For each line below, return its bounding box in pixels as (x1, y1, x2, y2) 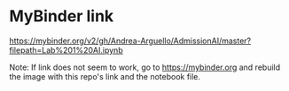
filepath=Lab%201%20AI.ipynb (9, 44, 123, 55)
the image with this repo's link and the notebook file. (9, 71, 201, 81)
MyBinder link (9, 6, 114, 27)
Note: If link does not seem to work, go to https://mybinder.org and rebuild (9, 62, 281, 72)
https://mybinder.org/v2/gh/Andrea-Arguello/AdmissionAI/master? (9, 35, 252, 46)
